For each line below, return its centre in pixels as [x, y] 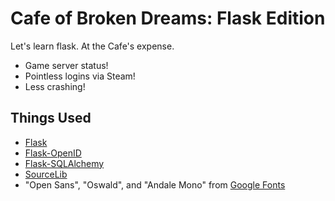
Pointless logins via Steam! [80, 76]
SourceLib [46, 174]
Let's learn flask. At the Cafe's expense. [92, 46]
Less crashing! [55, 86]
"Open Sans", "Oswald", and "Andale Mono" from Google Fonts [155, 184]
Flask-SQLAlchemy [64, 163]
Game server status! [66, 65]
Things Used [51, 118]
